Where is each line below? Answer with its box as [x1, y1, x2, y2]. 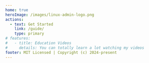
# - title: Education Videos [5, 41, 72, 46]
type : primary [14, 31, 44, 36]
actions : [5, 17, 24, 22]
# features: [5, 36, 31, 41]
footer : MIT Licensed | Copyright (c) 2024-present [5, 50, 117, 55]
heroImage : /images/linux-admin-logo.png [5, 12, 95, 17]
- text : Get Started [10, 21, 53, 27]
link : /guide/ [14, 26, 44, 31]
